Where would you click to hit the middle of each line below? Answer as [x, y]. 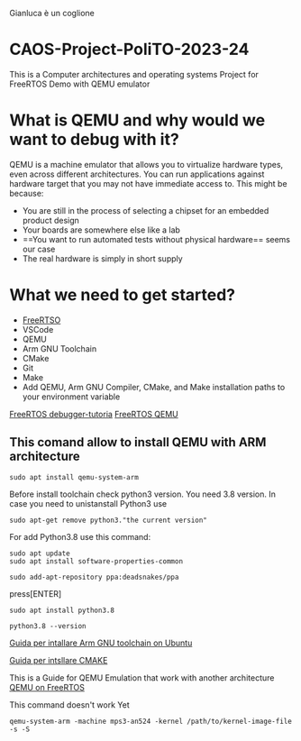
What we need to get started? [123, 295]
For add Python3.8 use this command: [80, 536]
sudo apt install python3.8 [62, 610]
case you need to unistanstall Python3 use [88, 503]
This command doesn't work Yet [69, 704]
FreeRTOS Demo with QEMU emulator [80, 84]
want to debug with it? [95, 140]
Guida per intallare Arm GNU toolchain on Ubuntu [101, 643]
